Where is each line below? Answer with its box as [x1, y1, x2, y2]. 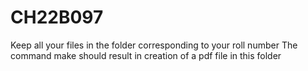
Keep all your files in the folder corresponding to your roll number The [10, 39, 298, 51]
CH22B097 [10, 6, 104, 29]
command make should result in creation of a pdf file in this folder [10, 49, 282, 61]
